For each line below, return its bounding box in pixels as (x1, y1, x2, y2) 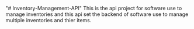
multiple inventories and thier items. (5, 17, 92, 23)
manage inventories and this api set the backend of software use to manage (5, 11, 189, 18)
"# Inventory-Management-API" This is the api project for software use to (5, 5, 182, 11)
